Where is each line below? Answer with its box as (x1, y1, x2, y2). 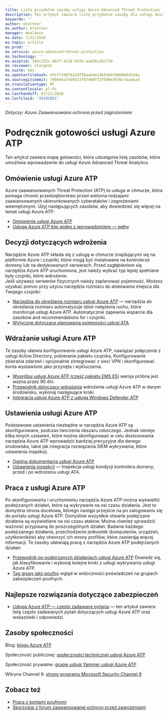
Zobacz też (5, 685, 41, 694)
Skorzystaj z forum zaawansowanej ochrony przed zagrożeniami (12, 704, 146, 710)
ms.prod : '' (5, 45, 30, 50)
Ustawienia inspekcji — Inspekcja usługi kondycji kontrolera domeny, (12, 464, 154, 470)
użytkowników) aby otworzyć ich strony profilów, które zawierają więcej (5, 534, 153, 540)
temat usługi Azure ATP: (5, 209, 55, 214)
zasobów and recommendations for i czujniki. (12, 314, 106, 320)
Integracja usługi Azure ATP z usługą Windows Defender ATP (12, 394, 138, 401)
